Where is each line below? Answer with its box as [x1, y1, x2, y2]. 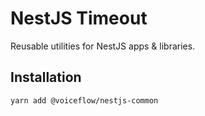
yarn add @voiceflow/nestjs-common [10, 95, 159, 106]
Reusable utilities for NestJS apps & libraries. [10, 40, 196, 52]
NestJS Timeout [10, 7, 148, 30]
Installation [10, 69, 82, 86]
